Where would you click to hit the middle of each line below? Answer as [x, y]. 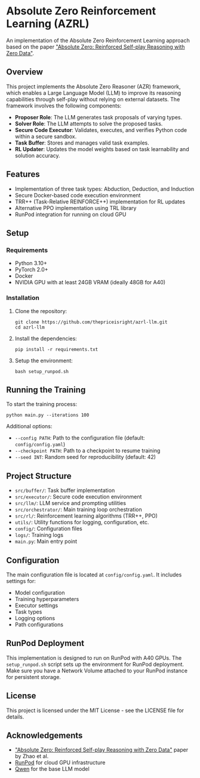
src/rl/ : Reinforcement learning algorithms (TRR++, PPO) [86, 516]
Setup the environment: [44, 361]
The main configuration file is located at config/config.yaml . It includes [94, 575]
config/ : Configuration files [48, 528]
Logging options [35, 618]
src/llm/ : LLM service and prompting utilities [70, 503]
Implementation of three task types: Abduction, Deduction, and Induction [104, 189]
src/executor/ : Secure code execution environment [78, 497]
